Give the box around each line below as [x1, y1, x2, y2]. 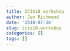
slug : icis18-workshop [6, 25, 62, 31]
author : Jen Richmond [6, 14, 59, 20]
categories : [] [6, 30, 44, 36]
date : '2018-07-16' [6, 19, 54, 25]
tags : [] [6, 36, 28, 42]
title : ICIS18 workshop [6, 8, 65, 15]
